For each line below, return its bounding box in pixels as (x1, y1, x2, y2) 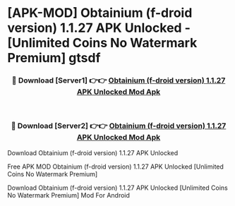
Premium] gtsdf (7, 50, 101, 66)
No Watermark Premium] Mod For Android (7, 190, 131, 199)
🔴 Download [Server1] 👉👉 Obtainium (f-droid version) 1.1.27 (11, 75, 226, 85)
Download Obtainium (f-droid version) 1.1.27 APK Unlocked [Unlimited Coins (7, 183, 228, 192)
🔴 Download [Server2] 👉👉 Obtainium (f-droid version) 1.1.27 (11, 121, 227, 131)
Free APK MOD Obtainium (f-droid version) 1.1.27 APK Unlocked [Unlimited (7, 162, 224, 171)
